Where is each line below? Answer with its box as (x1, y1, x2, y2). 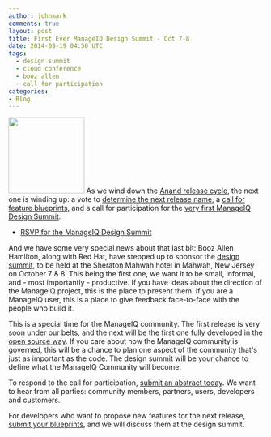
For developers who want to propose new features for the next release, (8, 411, 246, 421)
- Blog (8, 95, 31, 103)
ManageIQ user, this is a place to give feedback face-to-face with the (8, 295, 240, 305)
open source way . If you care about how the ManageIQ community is (8, 336, 239, 346)
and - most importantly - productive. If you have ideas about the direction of (8, 277, 263, 288)
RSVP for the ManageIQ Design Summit (19, 228, 152, 238)
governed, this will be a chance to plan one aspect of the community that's (8, 345, 258, 355)
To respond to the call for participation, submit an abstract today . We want (8, 378, 256, 388)
